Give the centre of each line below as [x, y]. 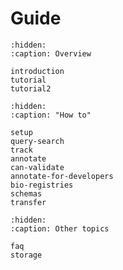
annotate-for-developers [62, 176]
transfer [28, 202]
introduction [37, 71]
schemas [26, 193]
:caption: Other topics [60, 228]
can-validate [37, 167]
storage [26, 255]
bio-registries [42, 185]
